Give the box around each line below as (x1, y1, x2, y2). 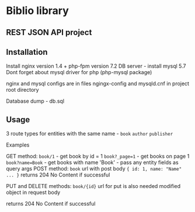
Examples (6, 141, 30, 148)
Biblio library (6, 4, 69, 18)
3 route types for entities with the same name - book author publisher (6, 130, 173, 137)
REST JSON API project (6, 27, 92, 37)
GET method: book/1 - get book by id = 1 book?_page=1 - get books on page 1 (6, 153, 190, 160)
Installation (6, 47, 48, 57)
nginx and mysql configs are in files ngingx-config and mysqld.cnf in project (6, 80, 190, 87)
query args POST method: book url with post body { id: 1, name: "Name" (6, 165, 182, 172)
